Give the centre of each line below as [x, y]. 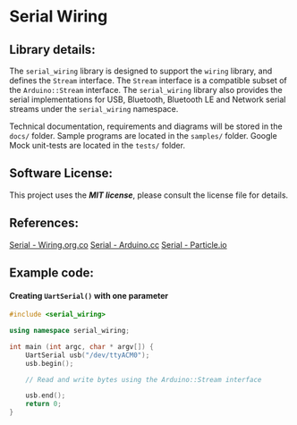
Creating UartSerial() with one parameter [89, 295]
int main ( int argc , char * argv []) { [81, 346]
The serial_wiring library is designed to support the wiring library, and [141, 71]
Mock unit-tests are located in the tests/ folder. [98, 145]
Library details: [52, 50]
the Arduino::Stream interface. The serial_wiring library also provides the [146, 90]
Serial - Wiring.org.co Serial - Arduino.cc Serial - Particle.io [118, 244]
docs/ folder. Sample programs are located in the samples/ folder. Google [143, 136]
